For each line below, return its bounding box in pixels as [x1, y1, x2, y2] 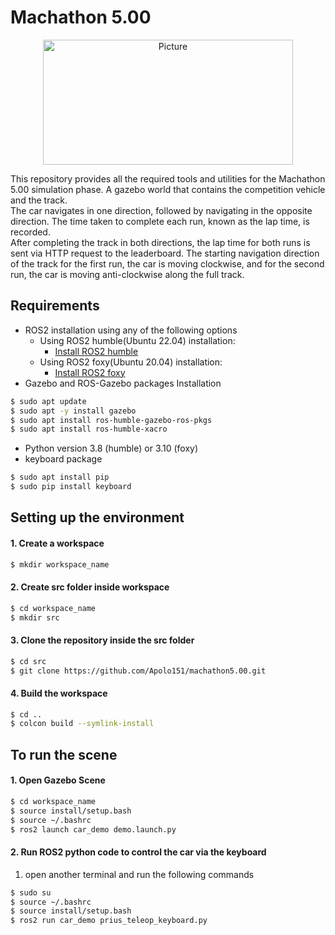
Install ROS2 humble [54, 345, 139, 357]
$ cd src [10, 656, 47, 666]
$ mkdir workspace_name [10, 559, 110, 570]
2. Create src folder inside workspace [10, 581, 170, 593]
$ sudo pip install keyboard [10, 482, 132, 492]
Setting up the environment [10, 509, 185, 526]
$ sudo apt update [10, 396, 87, 406]
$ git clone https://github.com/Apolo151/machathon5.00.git [10, 666, 267, 676]
